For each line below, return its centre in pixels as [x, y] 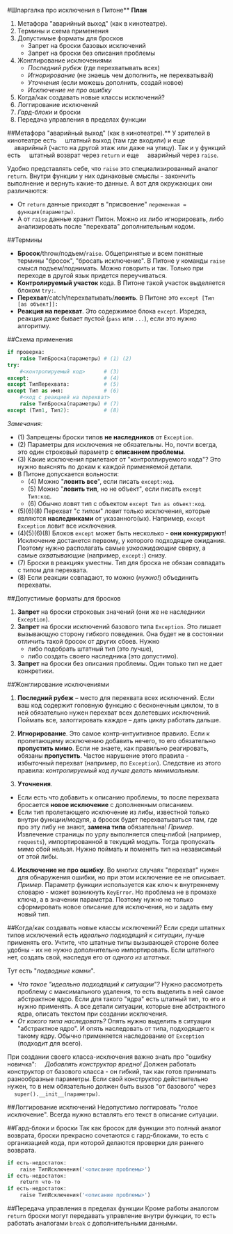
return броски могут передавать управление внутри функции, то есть [112, 1216]
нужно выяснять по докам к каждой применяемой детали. [105, 466]
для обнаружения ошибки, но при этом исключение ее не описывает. [121, 877]
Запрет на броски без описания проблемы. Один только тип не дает [120, 663]
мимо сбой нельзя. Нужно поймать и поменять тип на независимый [119, 849]
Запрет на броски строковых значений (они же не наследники [111, 612]
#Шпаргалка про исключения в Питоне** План [77, 10]
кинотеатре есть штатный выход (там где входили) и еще [96, 140]
